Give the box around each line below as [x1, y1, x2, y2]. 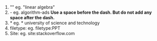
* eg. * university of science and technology [9, 20, 100, 26]
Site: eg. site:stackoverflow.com [9, 31, 75, 36]
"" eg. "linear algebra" [9, 4, 55, 10]
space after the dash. [9, 15, 55, 20]
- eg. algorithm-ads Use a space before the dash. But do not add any [9, 9, 152, 15]
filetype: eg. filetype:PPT [9, 25, 61, 31]
